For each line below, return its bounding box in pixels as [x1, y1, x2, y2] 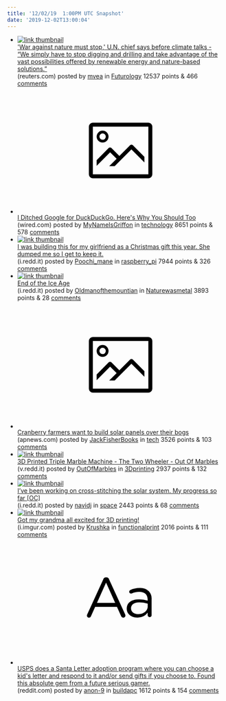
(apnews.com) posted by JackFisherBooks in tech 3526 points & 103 [16, 435, 212, 443]
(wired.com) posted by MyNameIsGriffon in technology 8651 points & [16, 221, 213, 229]
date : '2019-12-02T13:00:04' [7, 16, 91, 23]
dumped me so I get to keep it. [16, 250, 104, 258]
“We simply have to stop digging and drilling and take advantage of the [16, 49, 218, 58]
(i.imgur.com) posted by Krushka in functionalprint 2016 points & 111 [16, 523, 209, 531]
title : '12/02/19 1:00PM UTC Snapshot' [7, 10, 125, 17]
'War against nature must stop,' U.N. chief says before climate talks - [16, 43, 212, 51]
